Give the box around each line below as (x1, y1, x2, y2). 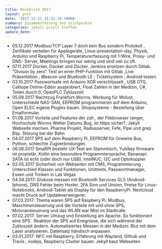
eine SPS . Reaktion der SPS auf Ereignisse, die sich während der (12, 218, 143, 223)
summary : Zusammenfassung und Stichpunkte (5, 20, 92, 26)
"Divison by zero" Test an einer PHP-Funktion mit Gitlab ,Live (12, 69, 134, 74)
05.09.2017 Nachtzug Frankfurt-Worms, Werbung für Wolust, (12, 94, 134, 100)
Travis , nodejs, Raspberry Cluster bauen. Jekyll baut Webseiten (12, 238, 141, 244)
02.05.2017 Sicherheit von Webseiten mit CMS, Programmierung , (12, 161, 144, 167)
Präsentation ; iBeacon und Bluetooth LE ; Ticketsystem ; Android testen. (12, 74, 158, 79)
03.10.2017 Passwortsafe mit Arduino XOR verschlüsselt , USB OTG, (12, 79, 147, 85)
